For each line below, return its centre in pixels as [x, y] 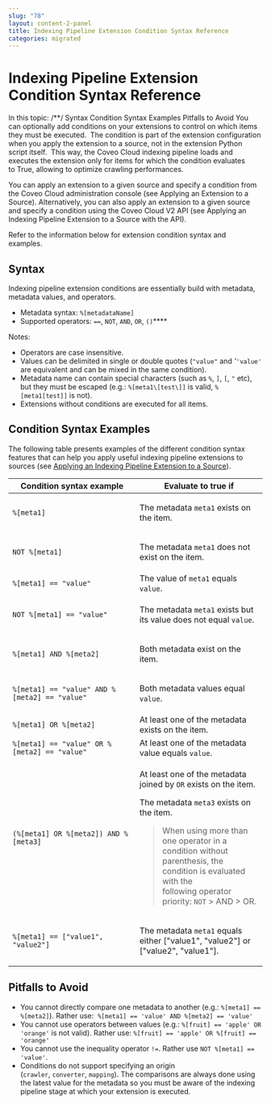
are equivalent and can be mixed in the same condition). [113, 369]
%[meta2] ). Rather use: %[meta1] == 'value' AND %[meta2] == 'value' [136, 1015]
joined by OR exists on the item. [198, 784]
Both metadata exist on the [190, 649]
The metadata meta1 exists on [196, 507]
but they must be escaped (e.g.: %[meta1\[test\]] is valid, [117, 387]
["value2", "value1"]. [179, 951]
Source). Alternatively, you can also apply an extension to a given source [129, 202]
